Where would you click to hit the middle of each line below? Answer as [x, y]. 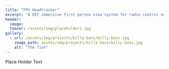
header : [13, 19]
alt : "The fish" [31, 47]
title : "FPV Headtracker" [32, 10]
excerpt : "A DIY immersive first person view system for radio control [82, 15]
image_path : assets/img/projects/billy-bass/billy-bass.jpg [78, 43]
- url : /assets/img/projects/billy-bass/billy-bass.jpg [69, 38]
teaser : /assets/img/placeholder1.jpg [51, 29]
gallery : [14, 33]
